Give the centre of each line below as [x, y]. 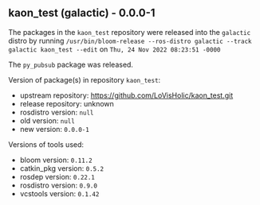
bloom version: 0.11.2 [56, 160]
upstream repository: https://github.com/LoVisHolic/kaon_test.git [126, 95]
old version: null [47, 120]
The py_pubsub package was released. [71, 64]
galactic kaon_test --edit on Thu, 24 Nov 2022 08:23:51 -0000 [114, 49]
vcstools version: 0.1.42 [59, 193]
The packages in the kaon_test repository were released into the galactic [130, 32]
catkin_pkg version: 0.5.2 [62, 168]
